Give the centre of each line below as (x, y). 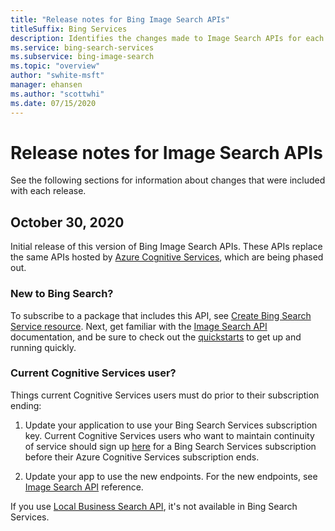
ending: (26, 405)
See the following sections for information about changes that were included (168, 180)
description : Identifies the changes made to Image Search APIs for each (167, 38)
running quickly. (43, 347)
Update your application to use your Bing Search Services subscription (171, 425)
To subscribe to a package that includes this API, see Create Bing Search (161, 315)
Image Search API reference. (84, 487)
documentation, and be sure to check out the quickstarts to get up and (156, 337)
